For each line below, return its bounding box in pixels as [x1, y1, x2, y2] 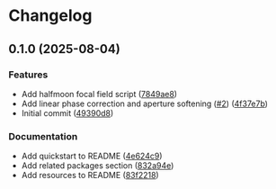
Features [8, 68, 49, 81]
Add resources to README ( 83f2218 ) [21, 170, 159, 181]
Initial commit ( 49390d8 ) [21, 107, 114, 118]
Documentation [8, 130, 78, 142]
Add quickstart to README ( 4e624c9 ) [21, 150, 163, 162]
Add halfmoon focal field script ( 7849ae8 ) [21, 88, 177, 99]
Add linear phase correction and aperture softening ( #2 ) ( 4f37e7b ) [21, 98, 269, 109]
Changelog [8, 5, 93, 26]
